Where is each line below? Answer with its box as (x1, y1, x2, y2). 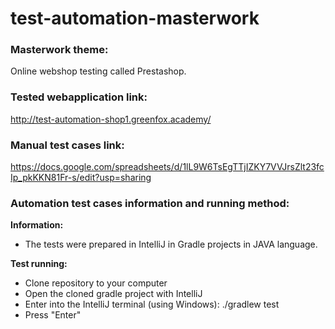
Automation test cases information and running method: (10, 197, 290, 210)
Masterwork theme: (10, 43, 109, 57)
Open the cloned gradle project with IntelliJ (24, 288, 203, 300)
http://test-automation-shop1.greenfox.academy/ (10, 113, 212, 125)
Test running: (10, 258, 68, 270)
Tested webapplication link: (10, 90, 148, 104)
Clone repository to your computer (24, 277, 168, 289)
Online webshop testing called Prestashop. (10, 65, 187, 77)
